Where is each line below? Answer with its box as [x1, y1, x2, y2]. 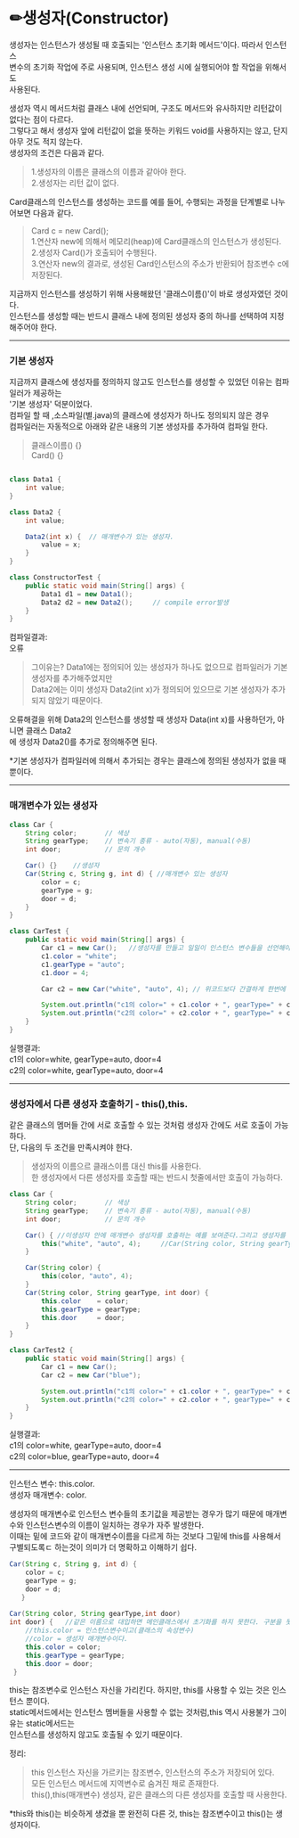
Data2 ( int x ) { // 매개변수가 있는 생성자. [25, 532, 174, 541]
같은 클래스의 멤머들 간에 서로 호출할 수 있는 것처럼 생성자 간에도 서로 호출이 [9, 1120, 273, 1130]
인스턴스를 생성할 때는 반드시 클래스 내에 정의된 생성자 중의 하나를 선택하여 [9, 310, 269, 321]
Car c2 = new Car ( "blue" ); [41, 1370, 141, 1380]
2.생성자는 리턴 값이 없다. [30, 177, 120, 188]
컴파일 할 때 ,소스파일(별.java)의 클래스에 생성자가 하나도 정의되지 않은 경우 [9, 410, 270, 421]
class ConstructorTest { [9, 573, 101, 582]
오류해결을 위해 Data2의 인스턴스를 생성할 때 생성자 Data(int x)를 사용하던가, [9, 714, 276, 725]
